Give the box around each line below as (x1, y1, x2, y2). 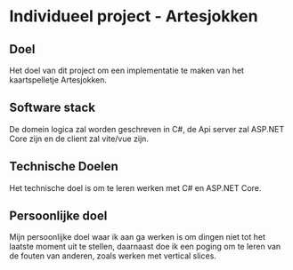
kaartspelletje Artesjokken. (9, 75, 108, 85)
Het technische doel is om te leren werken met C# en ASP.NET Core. (9, 182, 262, 193)
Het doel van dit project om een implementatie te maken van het (9, 65, 245, 75)
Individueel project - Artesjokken (9, 6, 258, 27)
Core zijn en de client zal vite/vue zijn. (9, 133, 150, 144)
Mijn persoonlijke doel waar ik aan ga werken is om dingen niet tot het (9, 232, 265, 242)
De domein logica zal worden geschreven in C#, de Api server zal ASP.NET (9, 123, 285, 134)
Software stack (9, 100, 96, 115)
